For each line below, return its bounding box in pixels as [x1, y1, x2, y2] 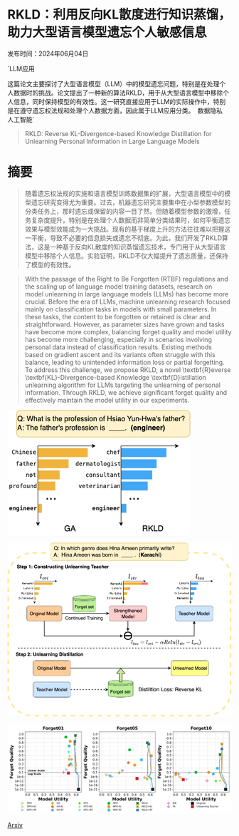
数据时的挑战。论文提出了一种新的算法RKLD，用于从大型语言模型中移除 [13, 88, 223, 97]
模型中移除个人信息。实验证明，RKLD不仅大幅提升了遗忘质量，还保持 [24, 251, 229, 260]
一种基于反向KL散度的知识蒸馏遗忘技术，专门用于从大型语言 [49, 242, 226, 251]
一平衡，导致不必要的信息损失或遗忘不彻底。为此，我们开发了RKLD [24, 233, 223, 242]
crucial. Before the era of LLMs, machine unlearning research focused [24, 297, 230, 306]
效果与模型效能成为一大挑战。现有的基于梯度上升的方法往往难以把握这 [24, 225, 231, 233]
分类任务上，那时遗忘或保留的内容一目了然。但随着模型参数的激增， [24, 207, 225, 215]
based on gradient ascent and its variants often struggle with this [24, 350, 216, 358]
